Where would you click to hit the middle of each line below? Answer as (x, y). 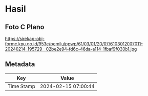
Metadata (20, 64)
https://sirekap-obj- (25, 38)
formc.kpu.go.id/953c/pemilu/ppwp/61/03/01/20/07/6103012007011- (74, 44)
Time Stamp (21, 86)
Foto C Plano (25, 27)
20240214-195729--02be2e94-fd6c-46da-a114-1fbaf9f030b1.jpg (71, 49)
